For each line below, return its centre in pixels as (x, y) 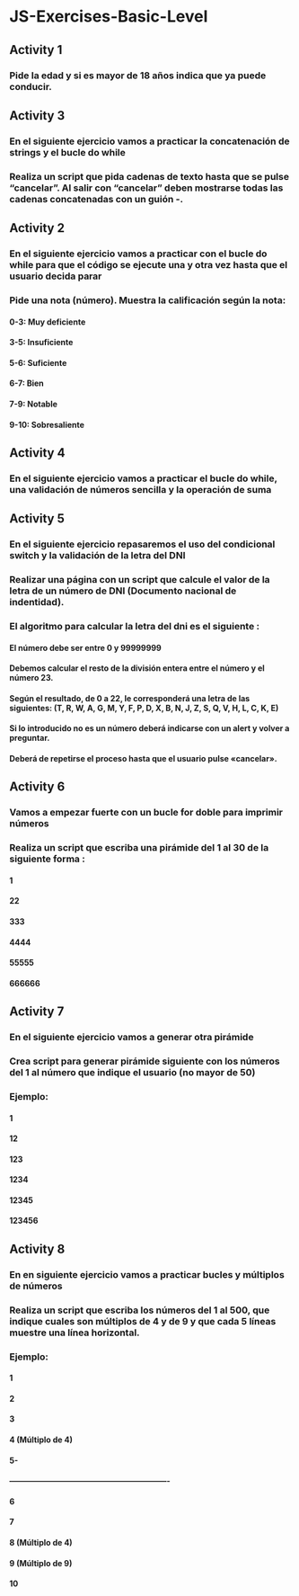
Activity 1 (36, 50)
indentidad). (37, 602)
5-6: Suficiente (38, 362)
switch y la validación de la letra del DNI (97, 556)
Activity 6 (37, 787)
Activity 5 (37, 519)
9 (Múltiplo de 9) (41, 1563)
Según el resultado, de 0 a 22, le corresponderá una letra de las (130, 698)
